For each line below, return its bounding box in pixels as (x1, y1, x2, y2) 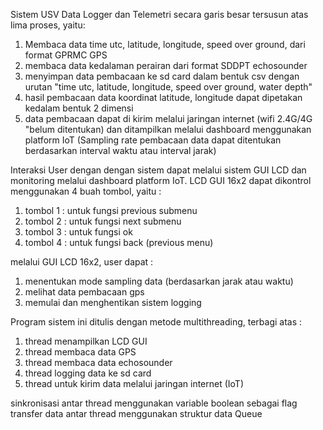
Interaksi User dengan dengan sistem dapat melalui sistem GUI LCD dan (10, 164, 307, 176)
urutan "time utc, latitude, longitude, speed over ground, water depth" (24, 81, 313, 93)
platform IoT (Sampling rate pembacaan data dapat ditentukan (24, 134, 282, 146)
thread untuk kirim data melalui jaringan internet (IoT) (24, 378, 245, 389)
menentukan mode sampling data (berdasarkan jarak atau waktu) (24, 275, 294, 287)
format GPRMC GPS (24, 49, 108, 61)
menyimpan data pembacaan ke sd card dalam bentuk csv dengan (24, 70, 300, 82)
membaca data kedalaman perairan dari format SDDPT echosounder (24, 60, 308, 71)
